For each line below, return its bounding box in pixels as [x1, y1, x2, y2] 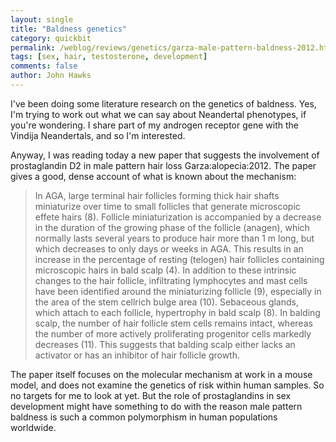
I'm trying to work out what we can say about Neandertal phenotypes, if [10, 108, 307, 120]
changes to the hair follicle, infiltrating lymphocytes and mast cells [34, 274, 308, 286]
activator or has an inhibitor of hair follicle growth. [34, 349, 241, 361]
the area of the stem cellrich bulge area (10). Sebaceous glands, [34, 296, 299, 308]
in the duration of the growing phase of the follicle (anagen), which [34, 221, 310, 233]
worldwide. [10, 421, 57, 433]
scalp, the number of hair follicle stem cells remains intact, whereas [34, 317, 313, 329]
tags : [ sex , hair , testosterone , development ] [10, 52, 208, 62]
